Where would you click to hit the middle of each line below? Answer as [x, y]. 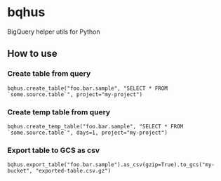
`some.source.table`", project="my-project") [75, 94]
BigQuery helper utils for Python [54, 32]
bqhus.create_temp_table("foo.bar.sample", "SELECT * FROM [95, 126]
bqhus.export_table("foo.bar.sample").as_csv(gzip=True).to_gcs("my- [111, 165]
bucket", [20, 171]
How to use [32, 54]
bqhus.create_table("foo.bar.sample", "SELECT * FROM [88, 88]
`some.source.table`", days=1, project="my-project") [88, 133]
